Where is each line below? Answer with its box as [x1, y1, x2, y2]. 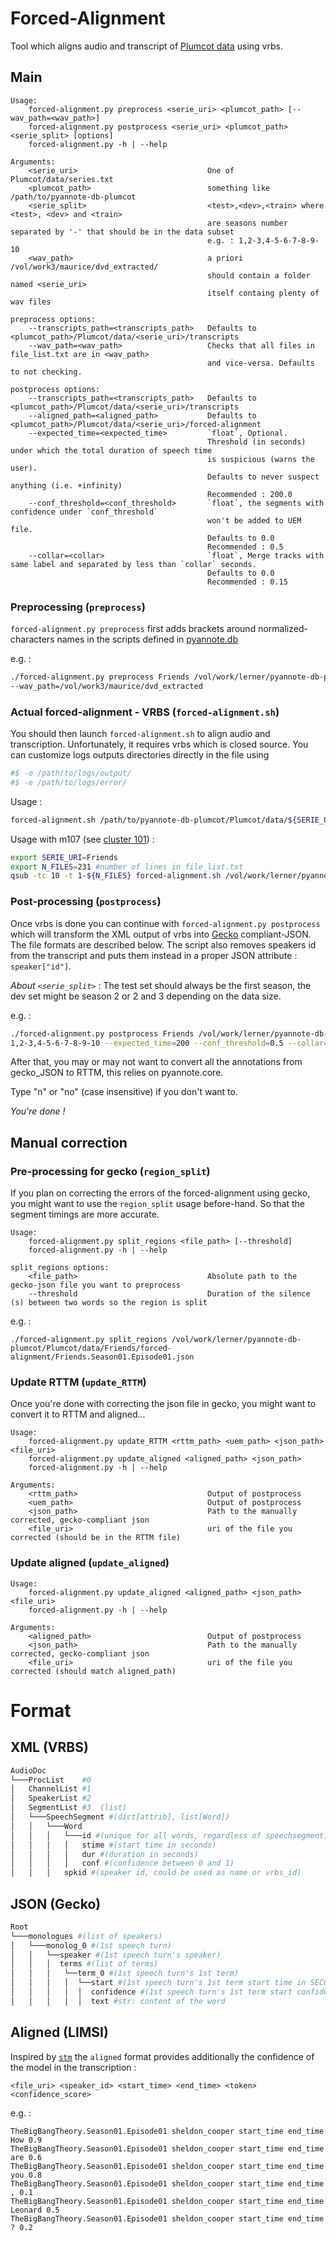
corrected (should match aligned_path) [10, 1666, 177, 1676]
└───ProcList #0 [10, 1775, 92, 1785]
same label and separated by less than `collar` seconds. [10, 559, 257, 569]
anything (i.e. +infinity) [10, 480, 123, 491]
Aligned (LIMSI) [10, 2024, 109, 2041]
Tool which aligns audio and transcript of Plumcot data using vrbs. [10, 40, 283, 52]
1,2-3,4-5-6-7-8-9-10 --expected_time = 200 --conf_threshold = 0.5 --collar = [10, 1038, 329, 1048]
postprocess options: [10, 384, 101, 394]
